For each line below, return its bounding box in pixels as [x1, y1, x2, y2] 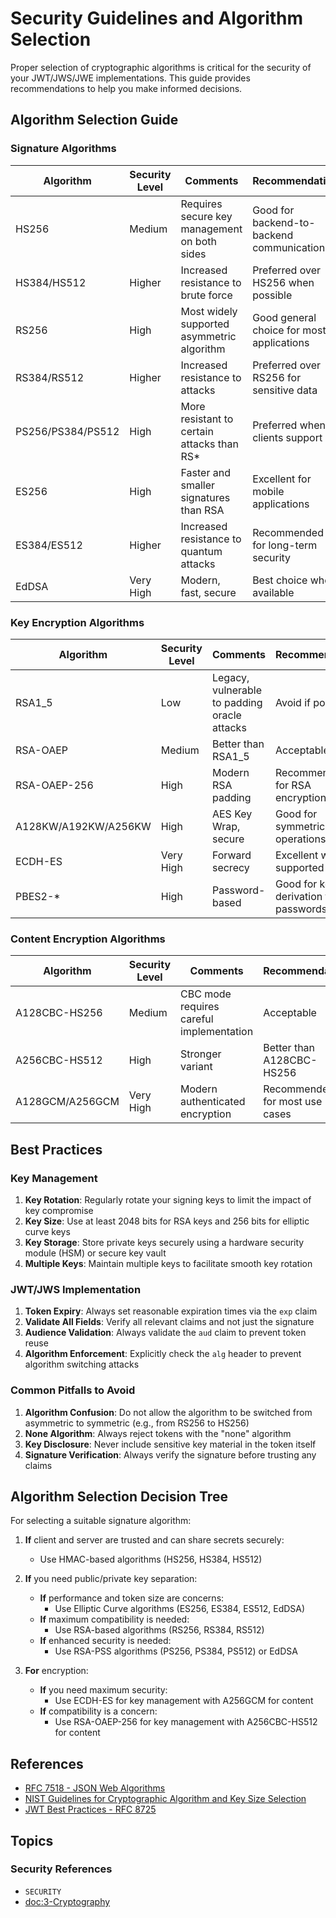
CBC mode [180, 987, 232, 1001]
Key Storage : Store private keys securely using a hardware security [24, 1236, 305, 1248]
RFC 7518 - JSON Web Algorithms [24, 1782, 166, 1794]
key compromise [24, 1204, 94, 1216]
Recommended [252, 525, 324, 539]
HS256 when [252, 275, 315, 289]
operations [275, 832, 327, 846]
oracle [211, 708, 242, 722]
